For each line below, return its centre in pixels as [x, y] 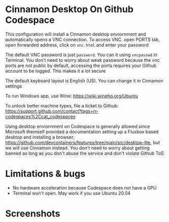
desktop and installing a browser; [40, 137]
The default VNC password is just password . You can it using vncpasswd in [81, 55]
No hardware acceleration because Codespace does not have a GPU [84, 188]
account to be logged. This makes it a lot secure [56, 71]
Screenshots [33, 214]
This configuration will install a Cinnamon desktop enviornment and [76, 34]
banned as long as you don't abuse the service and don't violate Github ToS [84, 153]
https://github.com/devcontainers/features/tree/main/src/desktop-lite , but [82, 142]
